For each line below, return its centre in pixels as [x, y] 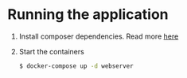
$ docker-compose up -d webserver [76, 66]
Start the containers [51, 51]
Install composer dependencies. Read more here [99, 36]
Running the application [88, 15]
